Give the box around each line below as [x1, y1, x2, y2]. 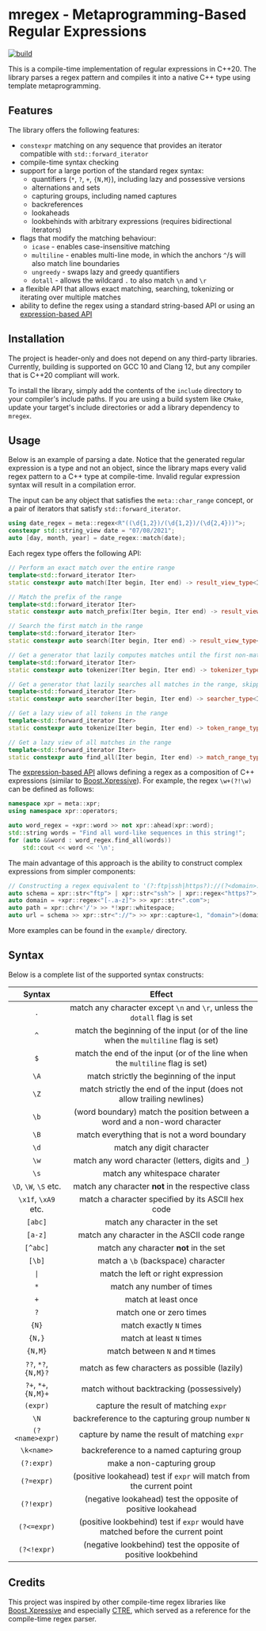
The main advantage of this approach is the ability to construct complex [8, 858, 243, 867]
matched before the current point [99, 1526, 223, 1537]
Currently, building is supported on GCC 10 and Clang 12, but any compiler [8, 361, 251, 371]
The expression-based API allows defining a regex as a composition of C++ [8, 768, 255, 777]
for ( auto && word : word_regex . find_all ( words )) [8, 836, 172, 844]
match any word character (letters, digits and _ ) [73, 1155, 250, 1166]
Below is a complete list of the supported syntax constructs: [8, 970, 204, 979]
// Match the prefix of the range [8, 593, 123, 601]
